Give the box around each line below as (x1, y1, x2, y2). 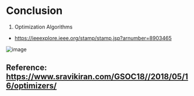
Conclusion (6, 4, 63, 17)
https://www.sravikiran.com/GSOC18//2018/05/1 (6, 72, 188, 82)
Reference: (6, 63, 47, 73)
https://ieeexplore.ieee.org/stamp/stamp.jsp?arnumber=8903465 (14, 34, 172, 41)
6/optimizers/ (6, 81, 57, 91)
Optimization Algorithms (14, 23, 73, 30)
